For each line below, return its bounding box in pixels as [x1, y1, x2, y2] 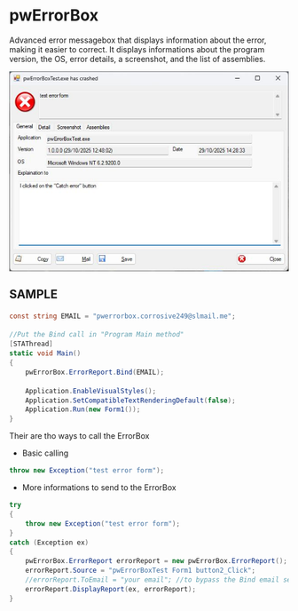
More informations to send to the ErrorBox [21, 482, 176, 493]
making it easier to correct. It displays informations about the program [9, 44, 265, 54]
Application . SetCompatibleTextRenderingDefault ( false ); [25, 396, 237, 405]
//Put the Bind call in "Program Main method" [9, 330, 184, 339]
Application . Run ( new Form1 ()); [25, 405, 141, 414]
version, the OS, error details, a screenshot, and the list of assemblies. [9, 53, 266, 64]
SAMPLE [9, 287, 58, 302]
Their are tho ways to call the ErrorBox [9, 431, 150, 441]
